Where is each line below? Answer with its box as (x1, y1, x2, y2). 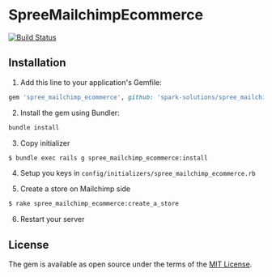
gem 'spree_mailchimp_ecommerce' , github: (8, 93, 154, 101)
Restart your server (19, 215, 85, 224)
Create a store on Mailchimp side (19, 184, 131, 194)
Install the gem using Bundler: (19, 108, 120, 117)
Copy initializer (19, 138, 70, 147)
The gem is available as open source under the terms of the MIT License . (8, 259, 253, 269)
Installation (8, 56, 66, 70)
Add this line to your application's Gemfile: (19, 77, 162, 87)
